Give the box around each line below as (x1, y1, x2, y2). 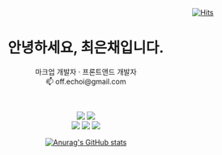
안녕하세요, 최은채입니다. (7, 39, 164, 57)
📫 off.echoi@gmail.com (45, 76, 126, 86)
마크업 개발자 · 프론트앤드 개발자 (34, 67, 138, 76)
